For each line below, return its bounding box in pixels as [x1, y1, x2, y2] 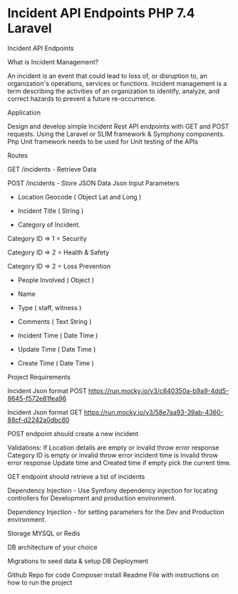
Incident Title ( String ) [17, 206, 84, 215]
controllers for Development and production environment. [7, 493, 177, 502]
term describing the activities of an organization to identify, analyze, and [7, 86, 220, 95]
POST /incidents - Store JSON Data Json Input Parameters [7, 179, 180, 187]
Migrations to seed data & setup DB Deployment [7, 556, 149, 565]
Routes [7, 151, 29, 159]
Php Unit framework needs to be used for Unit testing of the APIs [7, 137, 198, 146]
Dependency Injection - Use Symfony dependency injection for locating [7, 486, 218, 495]
